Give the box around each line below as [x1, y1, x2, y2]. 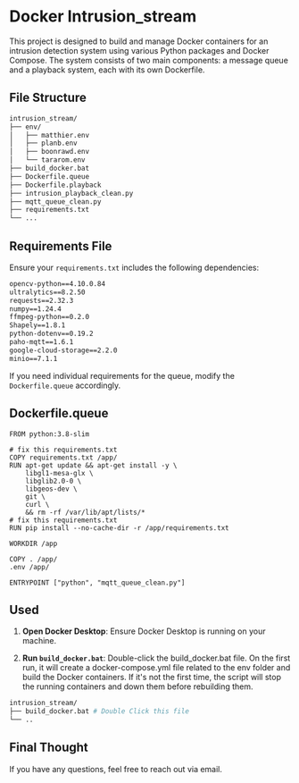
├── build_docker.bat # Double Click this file [9, 707, 190, 716]
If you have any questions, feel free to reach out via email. [9, 763, 223, 774]
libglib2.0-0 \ [25, 476, 82, 485]
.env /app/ [9, 562, 50, 571]
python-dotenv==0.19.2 [9, 329, 94, 339]
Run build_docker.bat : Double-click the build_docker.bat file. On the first [21, 652, 291, 663]
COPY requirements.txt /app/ [9, 453, 118, 462]
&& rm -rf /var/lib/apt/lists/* [25, 508, 145, 517]
